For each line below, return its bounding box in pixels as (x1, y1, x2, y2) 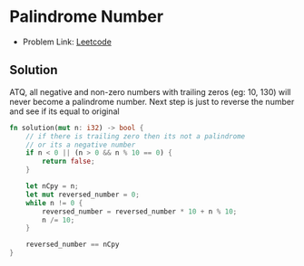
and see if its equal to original (9, 106, 120, 117)
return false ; (42, 157, 95, 166)
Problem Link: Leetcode (22, 36, 112, 47)
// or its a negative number (25, 140, 136, 149)
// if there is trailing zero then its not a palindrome (25, 131, 246, 141)
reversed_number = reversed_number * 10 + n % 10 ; (42, 206, 238, 216)
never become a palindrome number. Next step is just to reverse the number (9, 96, 295, 107)
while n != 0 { (25, 198, 83, 207)
